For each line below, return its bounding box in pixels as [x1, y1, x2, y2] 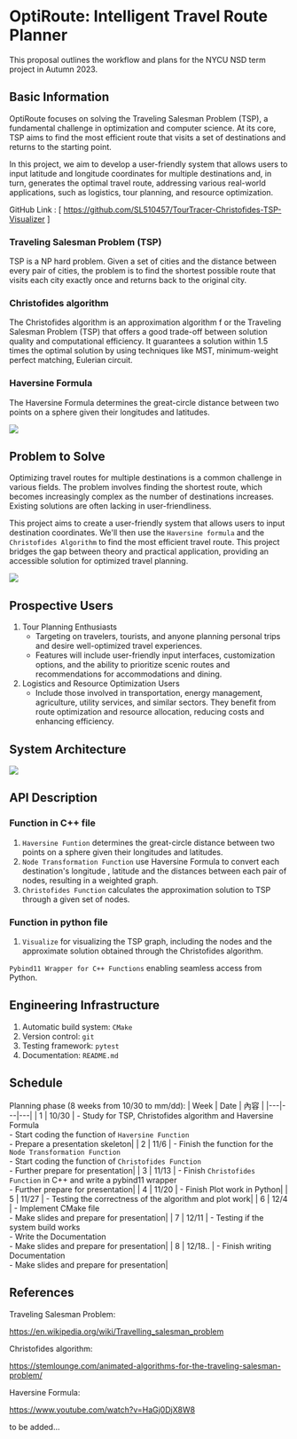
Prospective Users [9, 597, 113, 613]
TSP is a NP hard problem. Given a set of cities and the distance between [9, 256, 277, 267]
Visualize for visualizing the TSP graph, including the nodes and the [21, 937, 272, 947]
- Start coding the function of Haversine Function [9, 1129, 190, 1140]
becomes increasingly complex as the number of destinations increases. [9, 491, 275, 502]
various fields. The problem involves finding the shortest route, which [9, 482, 263, 493]
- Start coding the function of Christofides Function [9, 1156, 202, 1166]
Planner [9, 25, 68, 45]
